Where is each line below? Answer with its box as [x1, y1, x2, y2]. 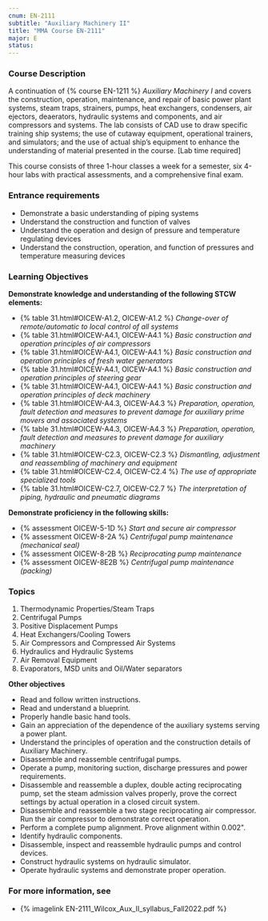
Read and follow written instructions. [19, 695, 142, 704]
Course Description [8, 68, 86, 79]
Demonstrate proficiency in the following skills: [8, 508, 170, 517]
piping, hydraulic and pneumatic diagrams [19, 493, 161, 502]
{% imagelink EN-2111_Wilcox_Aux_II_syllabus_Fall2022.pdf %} [19, 903, 227, 913]
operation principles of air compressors [19, 339, 151, 349]
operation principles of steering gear [19, 373, 142, 383]
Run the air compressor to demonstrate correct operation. [19, 814, 211, 824]
